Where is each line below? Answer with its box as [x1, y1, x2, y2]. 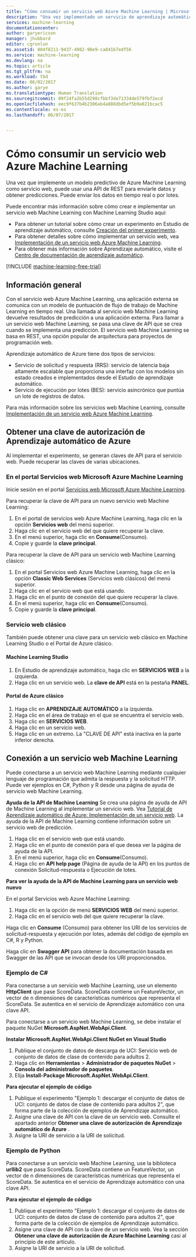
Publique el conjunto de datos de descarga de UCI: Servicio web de [14, 1047, 177, 1054]
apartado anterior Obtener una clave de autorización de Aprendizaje [14, 1119, 183, 1127]
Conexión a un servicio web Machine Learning [6, 753, 178, 764]
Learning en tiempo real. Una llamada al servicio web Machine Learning [6, 308, 178, 315]
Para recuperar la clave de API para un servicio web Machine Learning [6, 551, 176, 558]
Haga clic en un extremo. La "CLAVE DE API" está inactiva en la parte [14, 730, 181, 737]
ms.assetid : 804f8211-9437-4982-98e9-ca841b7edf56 [6, 47, 132, 53]
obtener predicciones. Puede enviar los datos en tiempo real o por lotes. [6, 191, 180, 199]
